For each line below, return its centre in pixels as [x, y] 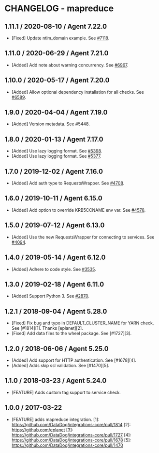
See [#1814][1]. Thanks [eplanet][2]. [47, 328]
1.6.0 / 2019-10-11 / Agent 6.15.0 [53, 198]
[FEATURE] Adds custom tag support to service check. [66, 392]
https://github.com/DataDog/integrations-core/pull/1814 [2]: [71, 424]
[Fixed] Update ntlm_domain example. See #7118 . [60, 38]
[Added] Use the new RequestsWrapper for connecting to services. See [83, 237]
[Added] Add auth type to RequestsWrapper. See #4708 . [68, 183]
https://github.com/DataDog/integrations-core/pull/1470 [67, 445]
